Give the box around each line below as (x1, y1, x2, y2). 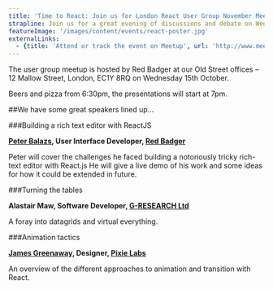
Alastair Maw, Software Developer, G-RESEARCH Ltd (8, 201, 189, 211)
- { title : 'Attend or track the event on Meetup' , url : (15, 42, 209, 50)
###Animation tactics (8, 233, 80, 243)
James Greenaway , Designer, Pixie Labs (8, 248, 146, 258)
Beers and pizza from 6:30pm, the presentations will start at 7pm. (8, 89, 227, 99)
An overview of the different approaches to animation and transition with (8, 264, 251, 274)
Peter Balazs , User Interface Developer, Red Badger (8, 136, 186, 147)
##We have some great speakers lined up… (8, 105, 154, 115)
